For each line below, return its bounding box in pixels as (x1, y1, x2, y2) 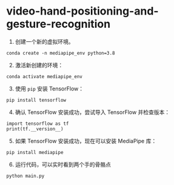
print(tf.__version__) (6, 126, 64, 132)
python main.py (6, 173, 45, 179)
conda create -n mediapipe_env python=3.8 (6, 50, 115, 56)
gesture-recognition (6, 17, 111, 31)
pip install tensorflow (6, 97, 67, 103)
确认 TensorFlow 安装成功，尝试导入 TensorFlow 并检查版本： (15, 108, 170, 116)
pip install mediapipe (6, 149, 64, 155)
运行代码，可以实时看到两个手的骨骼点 (15, 161, 111, 168)
